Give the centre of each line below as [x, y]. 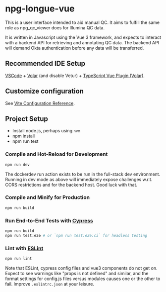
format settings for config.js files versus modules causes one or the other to [83, 279]
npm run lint [19, 259]
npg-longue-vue [40, 9]
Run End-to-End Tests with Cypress [49, 220]
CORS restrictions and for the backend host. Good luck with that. [71, 185]
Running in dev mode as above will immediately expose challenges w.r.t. [79, 179]
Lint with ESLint [24, 248]
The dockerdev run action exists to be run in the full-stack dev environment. [83, 174]
